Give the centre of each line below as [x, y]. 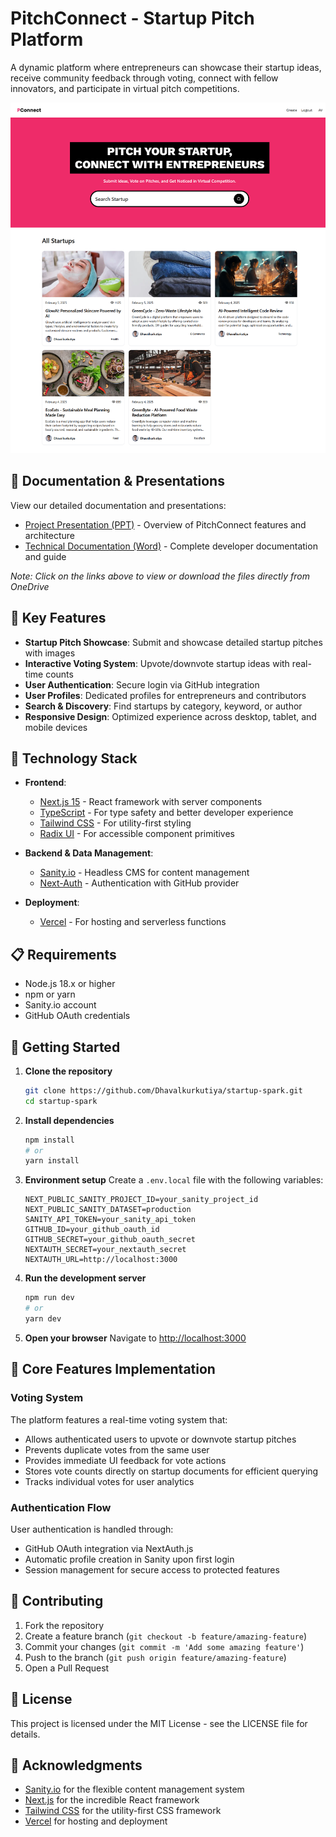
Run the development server [85, 1278]
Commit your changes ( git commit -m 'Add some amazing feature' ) [164, 1646]
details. [25, 1734]
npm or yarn [50, 994]
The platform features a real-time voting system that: [119, 1419]
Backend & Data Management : [89, 853]
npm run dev [49, 1298]
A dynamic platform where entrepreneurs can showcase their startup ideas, [166, 67]
